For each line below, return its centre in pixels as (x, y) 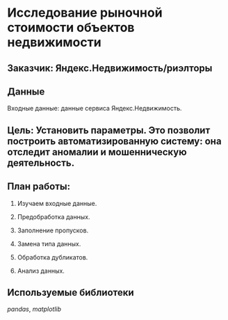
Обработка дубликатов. (52, 257)
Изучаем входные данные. (57, 203)
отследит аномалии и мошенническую (97, 152)
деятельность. (41, 162)
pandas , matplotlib (34, 309)
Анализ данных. (41, 271)
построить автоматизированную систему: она (114, 141)
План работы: (39, 187)
